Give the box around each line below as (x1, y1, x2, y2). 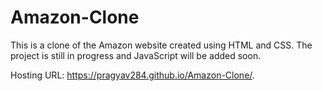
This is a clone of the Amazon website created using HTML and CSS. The (10, 39, 313, 51)
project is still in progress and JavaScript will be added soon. (10, 49, 262, 61)
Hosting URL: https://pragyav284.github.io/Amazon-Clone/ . (10, 69, 255, 81)
